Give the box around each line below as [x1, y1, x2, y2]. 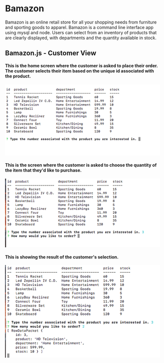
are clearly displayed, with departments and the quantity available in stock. [5, 35, 157, 41]
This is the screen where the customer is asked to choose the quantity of [5, 162, 157, 168]
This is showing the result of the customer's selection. [5, 254, 119, 260]
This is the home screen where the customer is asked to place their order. [5, 62, 158, 69]
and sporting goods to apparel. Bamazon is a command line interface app [5, 24, 154, 30]
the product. [5, 73, 31, 79]
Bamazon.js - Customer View [5, 49, 97, 57]
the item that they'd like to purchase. [5, 167, 82, 173]
